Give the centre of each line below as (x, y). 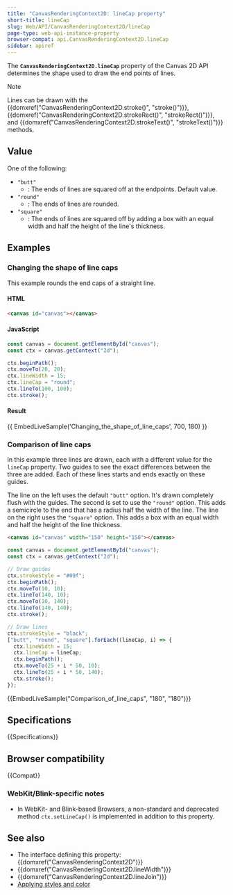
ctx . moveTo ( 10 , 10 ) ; (37, 588)
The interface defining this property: (69, 855)
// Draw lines (28, 627)
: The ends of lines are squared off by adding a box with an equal (120, 218)
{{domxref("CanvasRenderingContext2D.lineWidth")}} (94, 869)
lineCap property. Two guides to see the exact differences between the (109, 467)
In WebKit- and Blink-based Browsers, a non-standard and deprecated (118, 809)
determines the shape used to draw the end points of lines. (92, 73)
